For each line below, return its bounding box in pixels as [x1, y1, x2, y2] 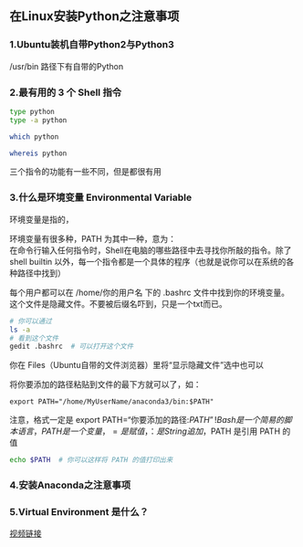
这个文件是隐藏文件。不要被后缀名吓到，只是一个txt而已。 [9, 298, 228, 309]
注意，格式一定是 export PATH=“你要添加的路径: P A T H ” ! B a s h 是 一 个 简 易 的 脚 [9, 415, 292, 426]
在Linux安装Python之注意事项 [9, 8, 180, 25]
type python [9, 107, 55, 116]
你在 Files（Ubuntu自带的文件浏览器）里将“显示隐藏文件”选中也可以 [9, 360, 265, 371]
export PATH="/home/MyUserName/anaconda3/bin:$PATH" [9, 397, 214, 406]
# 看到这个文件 [9, 333, 59, 342]
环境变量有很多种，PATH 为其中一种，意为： [9, 233, 176, 244]
